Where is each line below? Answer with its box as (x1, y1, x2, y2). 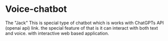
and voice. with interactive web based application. (5, 30, 109, 36)
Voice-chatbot (5, 3, 67, 15)
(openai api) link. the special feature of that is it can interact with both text (5, 25, 158, 31)
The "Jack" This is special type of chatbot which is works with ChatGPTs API (5, 20, 164, 26)
